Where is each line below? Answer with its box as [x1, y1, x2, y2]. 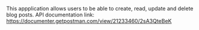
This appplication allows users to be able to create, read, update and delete [6, 5, 194, 12]
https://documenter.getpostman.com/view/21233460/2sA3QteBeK [6, 18, 172, 24]
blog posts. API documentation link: [6, 11, 95, 18]
